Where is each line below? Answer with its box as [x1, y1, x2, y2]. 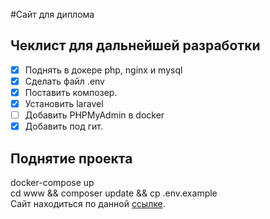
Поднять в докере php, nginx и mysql [24, 64, 183, 76]
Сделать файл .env [24, 75, 105, 87]
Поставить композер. [24, 86, 118, 98]
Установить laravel [24, 98, 104, 109]
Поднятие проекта [10, 150, 133, 167]
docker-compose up [10, 177, 95, 188]
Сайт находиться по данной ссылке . [10, 198, 166, 209]
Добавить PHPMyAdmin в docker [24, 109, 165, 121]
